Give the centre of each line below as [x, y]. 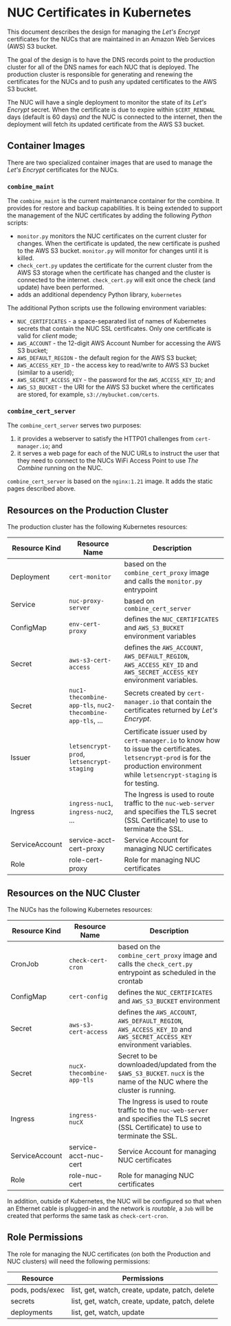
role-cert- [86, 860]
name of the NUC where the [163, 1082]
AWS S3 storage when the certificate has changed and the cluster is [114, 272]
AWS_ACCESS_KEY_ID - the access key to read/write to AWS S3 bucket [113, 365]
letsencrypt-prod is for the [167, 758]
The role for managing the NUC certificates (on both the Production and [109, 1254]
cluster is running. [147, 1090]
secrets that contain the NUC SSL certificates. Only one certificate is [114, 329]
